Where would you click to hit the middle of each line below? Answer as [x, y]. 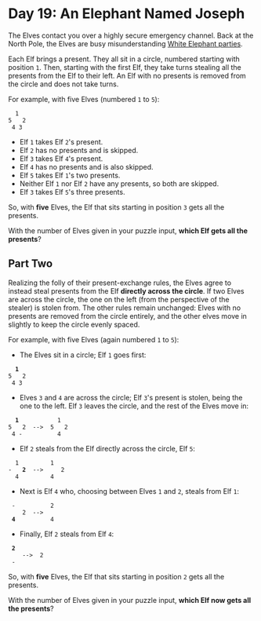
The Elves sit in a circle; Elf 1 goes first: [83, 355]
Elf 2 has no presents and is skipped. [79, 150]
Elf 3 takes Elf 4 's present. [61, 159]
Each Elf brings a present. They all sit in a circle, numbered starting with [124, 59]
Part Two [31, 264]
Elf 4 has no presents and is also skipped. [86, 166]
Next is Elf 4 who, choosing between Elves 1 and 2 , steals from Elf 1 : [129, 491]
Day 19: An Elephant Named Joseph [127, 14]
